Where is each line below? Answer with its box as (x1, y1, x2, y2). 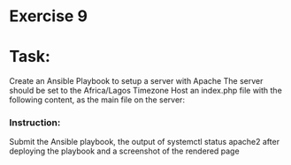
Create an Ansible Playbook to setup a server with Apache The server (9, 76, 264, 86)
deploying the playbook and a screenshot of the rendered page (9, 146, 241, 156)
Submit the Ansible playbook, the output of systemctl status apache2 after (9, 137, 280, 147)
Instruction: (9, 116, 61, 129)
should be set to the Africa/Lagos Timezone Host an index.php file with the (9, 86, 283, 96)
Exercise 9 (9, 6, 88, 26)
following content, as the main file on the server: (9, 94, 186, 105)
